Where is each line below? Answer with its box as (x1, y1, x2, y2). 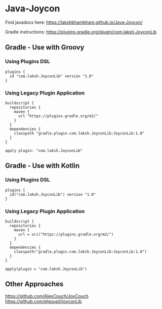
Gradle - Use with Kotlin (5, 162, 80, 170)
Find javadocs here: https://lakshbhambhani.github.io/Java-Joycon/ (5, 19, 143, 25)
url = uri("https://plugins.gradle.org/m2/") (18, 232, 114, 237)
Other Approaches (5, 280, 64, 288)
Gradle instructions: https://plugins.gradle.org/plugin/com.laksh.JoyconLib (5, 29, 157, 35)
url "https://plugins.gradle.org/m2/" (18, 113, 98, 119)
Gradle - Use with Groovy (5, 43, 84, 52)
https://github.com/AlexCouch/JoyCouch (5, 293, 89, 299)
